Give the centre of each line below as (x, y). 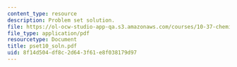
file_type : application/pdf (49, 33)
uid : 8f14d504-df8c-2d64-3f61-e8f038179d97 (72, 53)
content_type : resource (42, 14)
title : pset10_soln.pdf (42, 46)
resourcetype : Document (42, 40)
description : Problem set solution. (61, 20)
